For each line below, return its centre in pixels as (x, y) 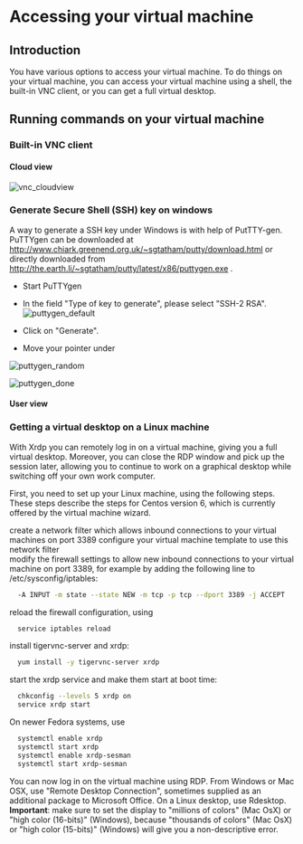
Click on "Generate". (61, 330)
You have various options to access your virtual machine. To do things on (146, 71)
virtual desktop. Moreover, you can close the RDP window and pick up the (147, 456)
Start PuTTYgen (52, 286)
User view (28, 403)
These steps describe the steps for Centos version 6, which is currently (142, 503)
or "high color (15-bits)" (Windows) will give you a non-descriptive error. (144, 829)
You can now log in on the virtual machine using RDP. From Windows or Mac (152, 781)
